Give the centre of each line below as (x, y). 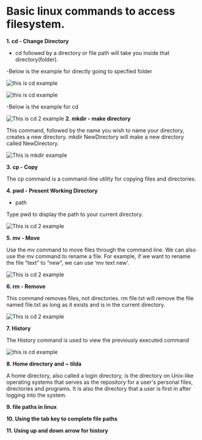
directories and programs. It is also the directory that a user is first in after (99, 388)
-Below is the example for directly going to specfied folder (79, 71)
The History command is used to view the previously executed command (98, 340)
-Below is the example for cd (42, 106)
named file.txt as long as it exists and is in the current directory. (86, 305)
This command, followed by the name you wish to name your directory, (95, 130)
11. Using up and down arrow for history (57, 430)
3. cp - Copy (22, 167)
